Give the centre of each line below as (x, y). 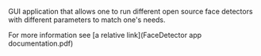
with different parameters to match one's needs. (87, 20)
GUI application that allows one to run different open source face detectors (130, 11)
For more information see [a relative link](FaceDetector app (105, 35)
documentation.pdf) (41, 43)
